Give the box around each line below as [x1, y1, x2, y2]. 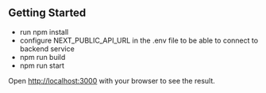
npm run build [19, 52, 66, 61]
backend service [19, 43, 75, 54]
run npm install [19, 27, 69, 36]
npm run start [19, 61, 65, 70]
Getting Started [8, 6, 87, 20]
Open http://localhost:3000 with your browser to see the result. [8, 76, 216, 85]
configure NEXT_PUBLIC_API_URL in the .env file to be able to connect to [19, 35, 259, 45]
